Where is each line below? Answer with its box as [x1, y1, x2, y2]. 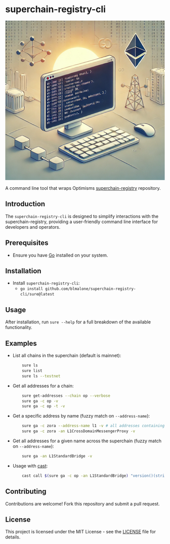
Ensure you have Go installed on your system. [12, 252, 108, 258]
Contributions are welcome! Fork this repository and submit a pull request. [5, 500, 160, 507]
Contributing [5, 487, 47, 496]
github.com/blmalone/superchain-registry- [45, 286, 136, 291]
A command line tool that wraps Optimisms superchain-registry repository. [5, 185, 161, 191]
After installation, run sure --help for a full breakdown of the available [5, 319, 151, 325]
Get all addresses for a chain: [12, 383, 74, 389]
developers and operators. [5, 224, 61, 230]
